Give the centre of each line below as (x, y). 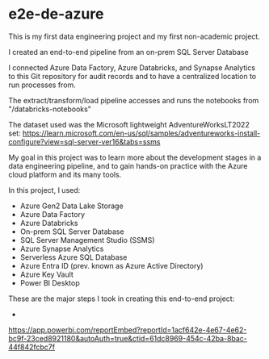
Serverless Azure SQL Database (74, 257)
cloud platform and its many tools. (65, 174)
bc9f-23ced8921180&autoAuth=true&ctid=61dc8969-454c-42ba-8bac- (128, 338)
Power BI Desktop (50, 282)
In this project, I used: (44, 190)
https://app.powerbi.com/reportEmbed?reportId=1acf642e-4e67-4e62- (128, 330)
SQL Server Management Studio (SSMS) (87, 240)
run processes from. (42, 85)
